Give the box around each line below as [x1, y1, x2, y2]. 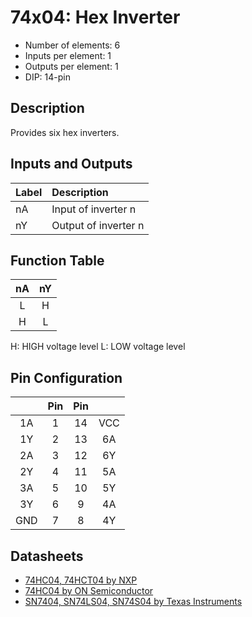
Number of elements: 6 [24, 39, 121, 51]
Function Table [10, 252, 105, 269]
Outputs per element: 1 [24, 60, 119, 72]
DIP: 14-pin [24, 71, 71, 83]
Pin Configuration [10, 369, 123, 386]
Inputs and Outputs [10, 156, 133, 173]
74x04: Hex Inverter [10, 6, 181, 29]
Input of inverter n [51, 202, 137, 216]
